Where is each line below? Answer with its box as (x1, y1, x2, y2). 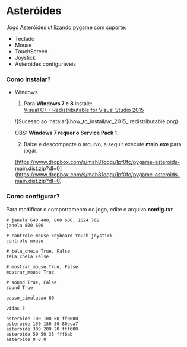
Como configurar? (6, 192, 61, 201)
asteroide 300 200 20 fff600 (6, 326, 78, 332)
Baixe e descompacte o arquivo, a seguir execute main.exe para (23, 141, 182, 148)
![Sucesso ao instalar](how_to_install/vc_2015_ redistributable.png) (14, 118, 178, 125)
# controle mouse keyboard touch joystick (6, 233, 113, 239)
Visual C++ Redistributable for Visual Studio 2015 (23, 107, 144, 114)
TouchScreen (14, 47, 48, 54)
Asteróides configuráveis (14, 60, 76, 68)
